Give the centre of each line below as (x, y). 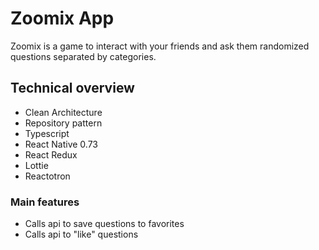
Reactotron (47, 176)
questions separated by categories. (83, 56)
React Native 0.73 (61, 144)
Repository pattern (63, 123)
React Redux (51, 154)
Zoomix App (62, 18)
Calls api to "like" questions (81, 234)
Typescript (47, 133)
